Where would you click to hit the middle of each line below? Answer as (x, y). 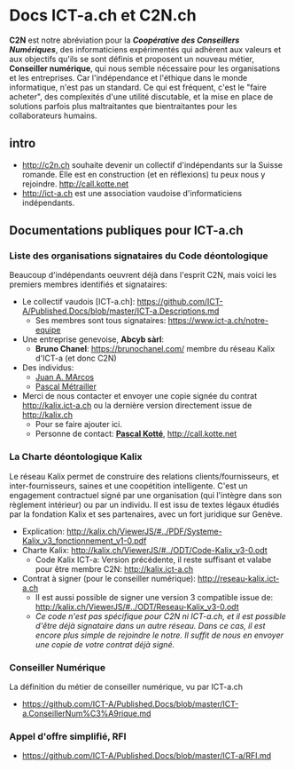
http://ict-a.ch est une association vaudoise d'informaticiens (132, 193)
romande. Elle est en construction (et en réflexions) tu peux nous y (144, 174)
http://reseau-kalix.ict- (239, 578)
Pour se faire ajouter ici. (78, 425)
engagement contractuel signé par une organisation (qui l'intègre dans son (145, 495)
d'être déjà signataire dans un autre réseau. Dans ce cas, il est (150, 625)
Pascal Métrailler (66, 386)
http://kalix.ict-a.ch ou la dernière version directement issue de (137, 406)
